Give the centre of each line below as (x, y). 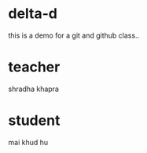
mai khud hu (28, 142)
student (34, 120)
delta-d (33, 14)
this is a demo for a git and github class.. (74, 35)
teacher (34, 67)
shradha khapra (33, 89)
